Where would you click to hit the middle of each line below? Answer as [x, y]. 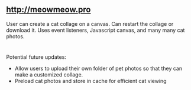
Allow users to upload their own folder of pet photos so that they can [98, 68]
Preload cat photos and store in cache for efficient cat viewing [90, 81]
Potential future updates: [36, 57]
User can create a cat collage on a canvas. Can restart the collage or [90, 24]
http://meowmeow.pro [48, 10]
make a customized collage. [49, 75]
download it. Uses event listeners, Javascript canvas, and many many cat [96, 30]
